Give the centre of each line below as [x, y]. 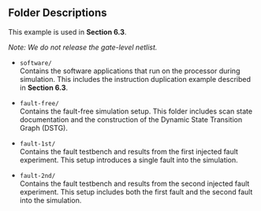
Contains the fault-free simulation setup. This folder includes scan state [136, 111]
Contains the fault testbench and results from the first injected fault [129, 151]
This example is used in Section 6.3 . [67, 31]
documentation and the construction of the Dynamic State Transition [131, 119]
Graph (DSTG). [44, 128]
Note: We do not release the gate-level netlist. [83, 47]
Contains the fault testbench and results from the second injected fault [134, 183]
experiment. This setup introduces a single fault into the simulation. [129, 160]
